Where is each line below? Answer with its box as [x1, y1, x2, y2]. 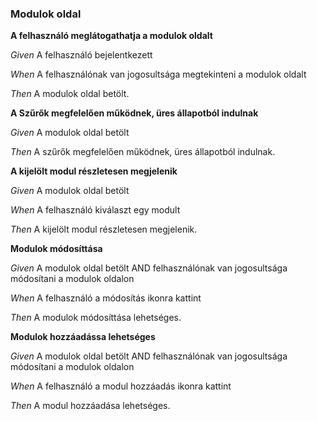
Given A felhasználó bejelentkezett [10, 49, 153, 61]
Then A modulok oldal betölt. [10, 88, 130, 100]
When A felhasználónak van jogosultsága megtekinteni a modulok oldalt [10, 68, 307, 81]
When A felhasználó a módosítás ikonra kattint [10, 292, 202, 304]
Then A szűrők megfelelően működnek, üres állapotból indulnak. [10, 146, 276, 158]
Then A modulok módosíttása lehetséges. [10, 312, 182, 324]
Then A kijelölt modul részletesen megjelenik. [10, 223, 198, 236]
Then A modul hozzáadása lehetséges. [10, 400, 171, 412]
